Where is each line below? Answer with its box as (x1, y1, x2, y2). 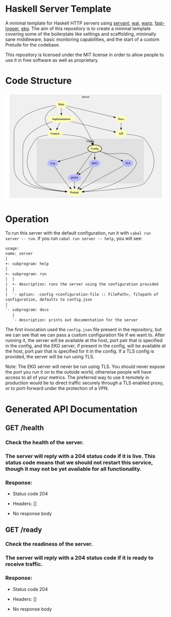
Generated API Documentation (5, 403, 138, 415)
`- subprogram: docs (5, 307, 50, 312)
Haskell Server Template (5, 3, 111, 15)
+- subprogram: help (5, 261, 50, 266)
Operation (5, 213, 49, 225)
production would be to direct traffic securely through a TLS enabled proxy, (5, 380, 164, 386)
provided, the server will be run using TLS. (5, 354, 95, 360)
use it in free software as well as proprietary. (5, 57, 99, 63)
